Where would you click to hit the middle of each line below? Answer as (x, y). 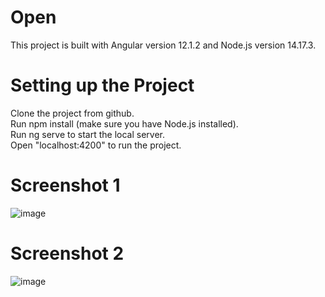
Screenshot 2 (67, 253)
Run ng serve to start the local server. (88, 134)
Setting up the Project (102, 85)
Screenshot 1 (65, 185)
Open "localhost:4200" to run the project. (96, 145)
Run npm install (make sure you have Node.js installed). (124, 123)
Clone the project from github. (72, 113)
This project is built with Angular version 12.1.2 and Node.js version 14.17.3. (163, 45)
